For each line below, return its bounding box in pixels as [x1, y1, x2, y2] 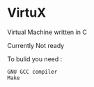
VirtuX [7, 5, 47, 21]
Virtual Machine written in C [7, 28, 87, 36]
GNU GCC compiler [7, 68, 58, 75]
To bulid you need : [7, 54, 63, 63]
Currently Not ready [7, 41, 65, 49]
